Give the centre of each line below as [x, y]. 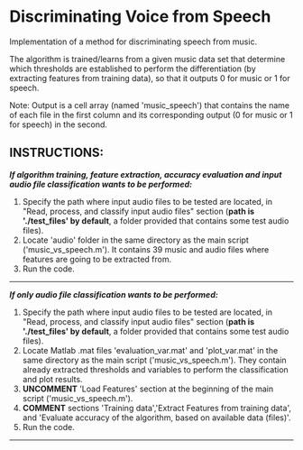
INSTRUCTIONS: [57, 153]
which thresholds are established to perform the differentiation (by [133, 69]
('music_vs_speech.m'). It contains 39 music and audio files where [146, 249]
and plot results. [52, 379]
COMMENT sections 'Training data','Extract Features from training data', [156, 408]
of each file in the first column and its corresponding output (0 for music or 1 [151, 115]
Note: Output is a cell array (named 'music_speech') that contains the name [150, 105]
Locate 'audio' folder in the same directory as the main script [136, 240]
